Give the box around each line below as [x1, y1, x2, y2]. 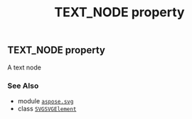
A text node [7, 63, 41, 72]
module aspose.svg [17, 96, 74, 105]
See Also [7, 81, 39, 91]
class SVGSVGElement [17, 104, 77, 113]
